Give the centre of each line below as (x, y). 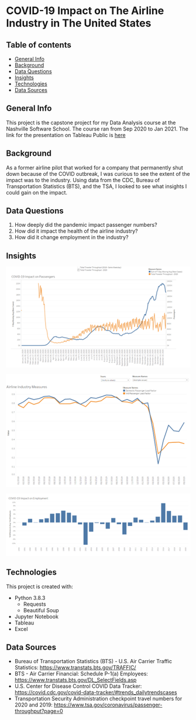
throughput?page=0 (39, 711)
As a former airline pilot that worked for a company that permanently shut (94, 168)
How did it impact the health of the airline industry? (76, 231)
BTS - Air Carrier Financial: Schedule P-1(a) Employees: (81, 674)
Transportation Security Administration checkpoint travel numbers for (98, 699)
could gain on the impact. (37, 192)
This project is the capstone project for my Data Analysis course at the (91, 122)
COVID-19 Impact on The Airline (85, 11)
